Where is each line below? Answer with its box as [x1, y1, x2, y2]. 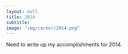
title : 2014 [6, 14, 35, 20]
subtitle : [6, 19, 31, 25]
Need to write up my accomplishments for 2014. [6, 41, 122, 48]
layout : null [6, 8, 38, 15]
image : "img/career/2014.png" [6, 25, 80, 31]
